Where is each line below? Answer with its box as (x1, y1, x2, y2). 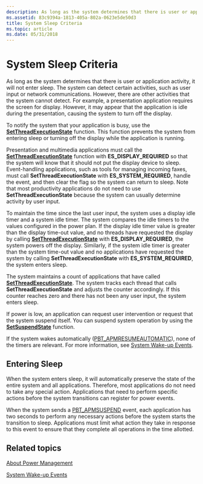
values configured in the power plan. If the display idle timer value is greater (6, 223, 196, 230)
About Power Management (6, 459, 73, 466)
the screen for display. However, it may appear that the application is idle (6, 104, 188, 111)
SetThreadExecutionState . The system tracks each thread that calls (6, 280, 177, 287)
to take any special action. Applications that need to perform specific (6, 388, 178, 395)
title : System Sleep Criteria (6, 20, 83, 26)
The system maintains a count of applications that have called (6, 273, 161, 280)
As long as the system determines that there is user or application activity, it (6, 78, 195, 85)
